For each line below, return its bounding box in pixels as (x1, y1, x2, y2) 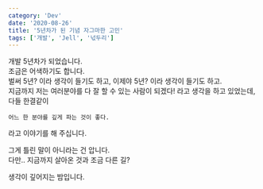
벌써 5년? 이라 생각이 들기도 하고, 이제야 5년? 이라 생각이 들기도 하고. (8, 76, 222, 86)
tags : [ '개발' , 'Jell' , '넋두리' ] (8, 33, 114, 42)
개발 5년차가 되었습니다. (8, 56, 83, 66)
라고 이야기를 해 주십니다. (8, 129, 87, 138)
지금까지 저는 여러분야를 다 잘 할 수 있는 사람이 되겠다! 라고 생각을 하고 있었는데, (8, 87, 256, 96)
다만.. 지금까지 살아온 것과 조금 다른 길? (8, 156, 130, 165)
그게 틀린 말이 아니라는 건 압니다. (8, 145, 110, 155)
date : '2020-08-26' (8, 19, 73, 27)
